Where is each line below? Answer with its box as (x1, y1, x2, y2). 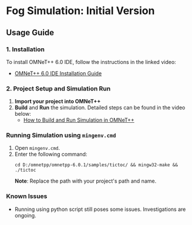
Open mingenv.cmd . (14, 145, 60, 152)
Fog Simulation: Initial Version (6, 4, 155, 18)
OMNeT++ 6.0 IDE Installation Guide (14, 69, 102, 77)
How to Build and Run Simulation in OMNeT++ (23, 116, 135, 124)
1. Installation (6, 45, 45, 53)
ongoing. (14, 211, 36, 219)
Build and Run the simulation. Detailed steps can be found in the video (14, 104, 186, 111)
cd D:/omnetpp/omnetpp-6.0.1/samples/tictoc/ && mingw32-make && (14, 162, 178, 168)
